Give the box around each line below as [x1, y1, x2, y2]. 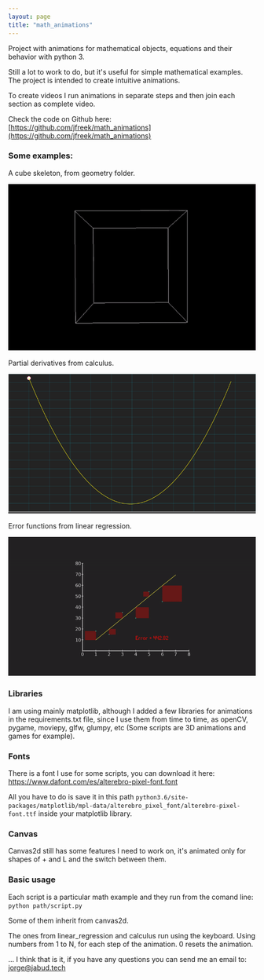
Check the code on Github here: [8, 114, 112, 123]
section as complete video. [8, 99, 96, 108]
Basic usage [8, 874, 57, 885]
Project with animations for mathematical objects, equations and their [8, 43, 233, 53]
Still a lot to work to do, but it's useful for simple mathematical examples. [8, 67, 244, 76]
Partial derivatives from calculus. [8, 358, 115, 368]
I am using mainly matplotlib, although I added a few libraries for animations [8, 706, 253, 715]
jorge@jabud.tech [8, 963, 66, 972]
